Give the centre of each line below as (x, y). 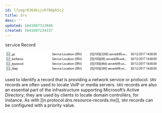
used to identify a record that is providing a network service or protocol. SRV (81, 79)
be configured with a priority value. (40, 105)
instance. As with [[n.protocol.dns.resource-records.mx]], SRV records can (79, 100)
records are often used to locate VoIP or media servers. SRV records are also (81, 85)
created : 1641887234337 (29, 31)
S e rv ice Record (20, 45)
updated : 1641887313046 (29, 26)
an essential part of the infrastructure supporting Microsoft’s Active (72, 90)
